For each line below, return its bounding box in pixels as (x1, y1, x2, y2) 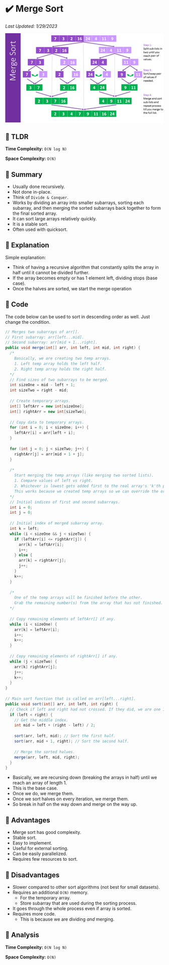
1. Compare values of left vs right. (14, 478, 94, 484)
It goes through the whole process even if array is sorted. (12, 905, 132, 912)
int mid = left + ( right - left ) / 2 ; (14, 723, 96, 728)
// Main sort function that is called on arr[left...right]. (5, 696, 136, 701)
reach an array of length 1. (12, 780, 67, 786)
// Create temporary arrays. (10, 398, 71, 404)
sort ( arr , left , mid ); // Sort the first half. (14, 734, 116, 739)
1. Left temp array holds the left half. (14, 361, 102, 366)
